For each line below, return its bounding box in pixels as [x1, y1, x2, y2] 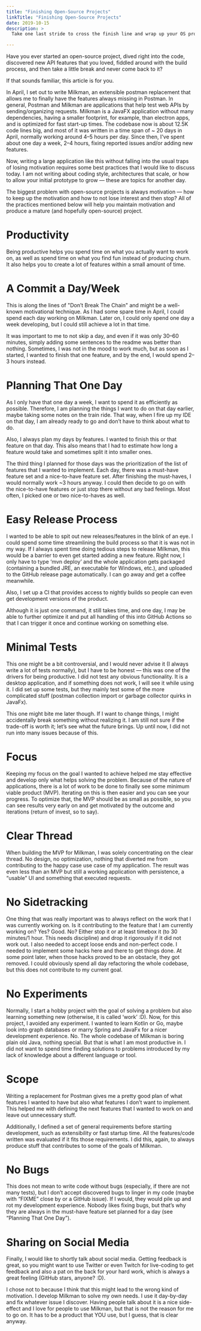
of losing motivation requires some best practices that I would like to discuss [6, 164, 195, 171]
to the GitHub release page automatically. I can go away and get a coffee [6, 570, 186, 578]
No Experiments [6, 987, 88, 1000]
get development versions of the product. [6, 595, 109, 602]
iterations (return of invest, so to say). [6, 808, 99, 815]
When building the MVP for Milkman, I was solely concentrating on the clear [6, 849, 193, 856]
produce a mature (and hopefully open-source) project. [6, 207, 143, 214]
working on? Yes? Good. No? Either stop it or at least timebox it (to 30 [6, 928, 178, 935]
